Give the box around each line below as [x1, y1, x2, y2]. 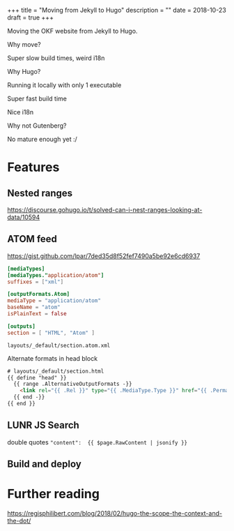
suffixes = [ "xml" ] [7, 278, 64, 285]
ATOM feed [7, 233, 58, 245]
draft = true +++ [7, 13, 54, 22]
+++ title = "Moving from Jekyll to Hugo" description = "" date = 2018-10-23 [7, 6, 226, 14]
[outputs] [7, 322, 36, 330]
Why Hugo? [7, 68, 41, 75]
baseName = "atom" [7, 304, 61, 311]
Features [7, 160, 60, 175]
